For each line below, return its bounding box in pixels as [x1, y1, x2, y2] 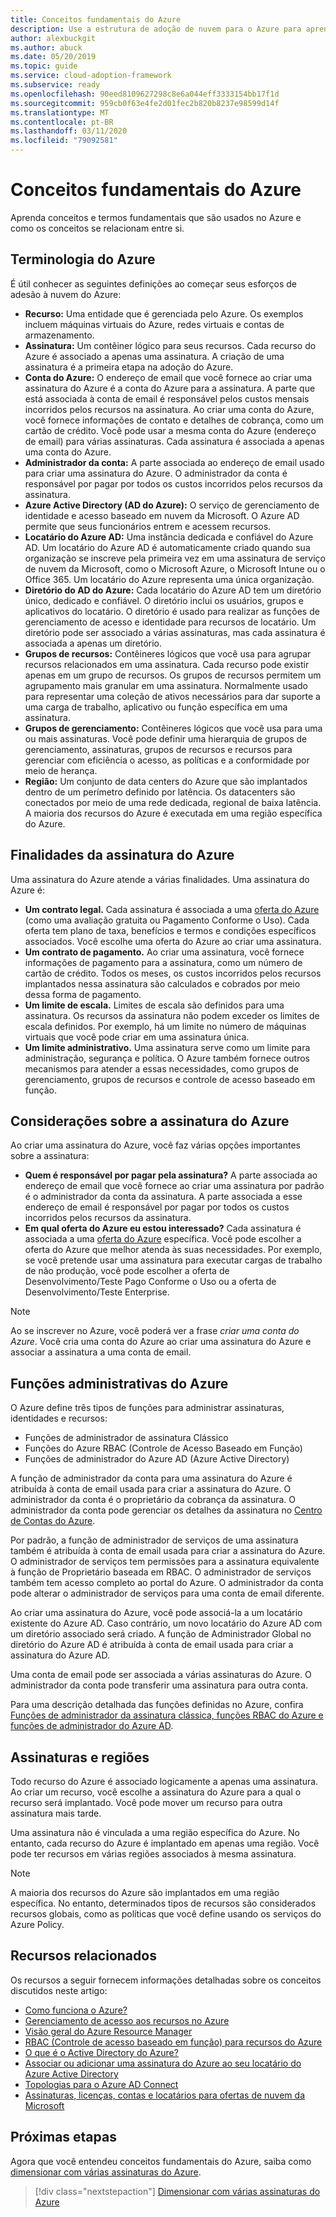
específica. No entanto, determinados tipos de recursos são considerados [10, 1897, 317, 1909]
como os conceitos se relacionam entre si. [10, 222, 185, 234]
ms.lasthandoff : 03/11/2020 [10, 126, 128, 136]
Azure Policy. [10, 1919, 65, 1930]
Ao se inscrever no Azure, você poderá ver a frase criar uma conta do [10, 1325, 300, 1337]
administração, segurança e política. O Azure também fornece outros [24, 1052, 310, 1064]
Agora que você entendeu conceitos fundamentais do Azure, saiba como [10, 2155, 312, 2167]
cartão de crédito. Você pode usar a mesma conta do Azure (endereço [24, 424, 317, 436]
